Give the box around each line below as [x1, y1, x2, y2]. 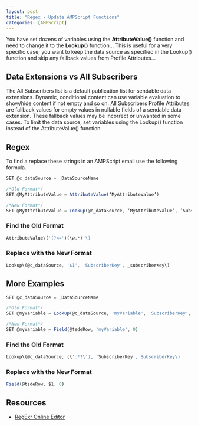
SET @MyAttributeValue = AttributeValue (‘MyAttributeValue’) [6, 191, 160, 198]
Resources [6, 398, 47, 408]
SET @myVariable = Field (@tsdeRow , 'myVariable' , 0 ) [6, 327, 138, 333]
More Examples [6, 278, 65, 289]
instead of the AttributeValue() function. [6, 125, 102, 132]
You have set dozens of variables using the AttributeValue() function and [6, 36, 184, 43]
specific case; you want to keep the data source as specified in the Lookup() [6, 48, 193, 55]
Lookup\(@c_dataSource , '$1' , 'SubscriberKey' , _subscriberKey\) [6, 262, 170, 268]
